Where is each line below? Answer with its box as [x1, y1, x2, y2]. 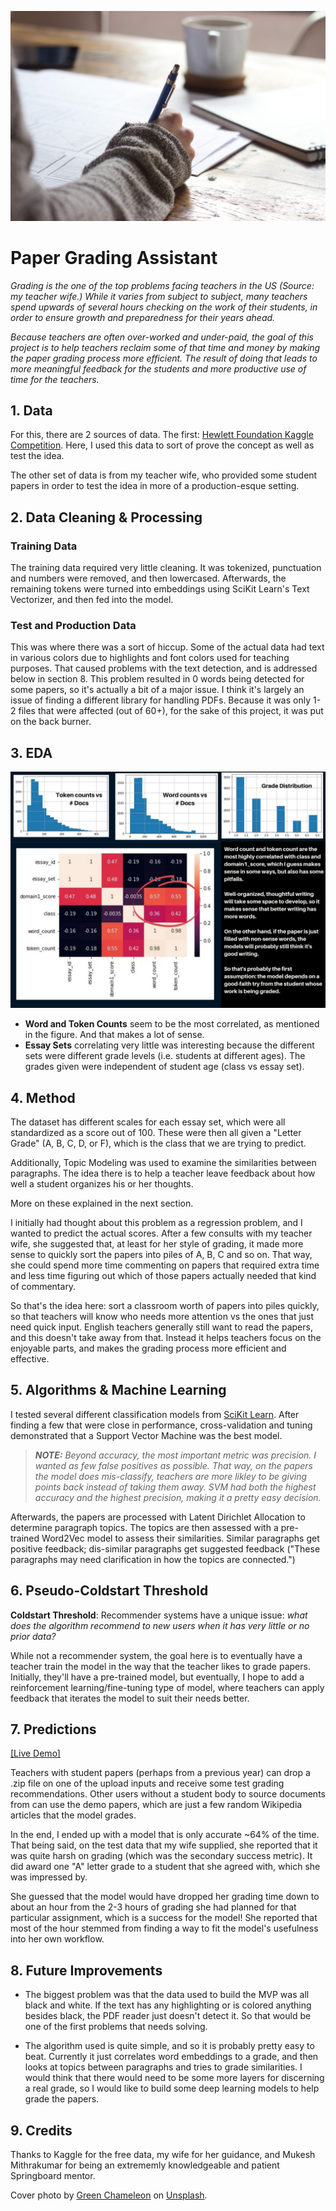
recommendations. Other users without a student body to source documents [10, 1788, 326, 1800]
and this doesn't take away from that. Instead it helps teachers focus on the [10, 1332, 322, 1344]
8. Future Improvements [10, 1962, 163, 1979]
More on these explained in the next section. [10, 1197, 194, 1210]
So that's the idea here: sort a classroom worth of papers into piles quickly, [10, 1300, 320, 1312]
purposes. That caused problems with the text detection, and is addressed [10, 662, 318, 675]
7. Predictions [10, 1721, 97, 1738]
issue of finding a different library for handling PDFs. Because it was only [10, 694, 311, 706]
